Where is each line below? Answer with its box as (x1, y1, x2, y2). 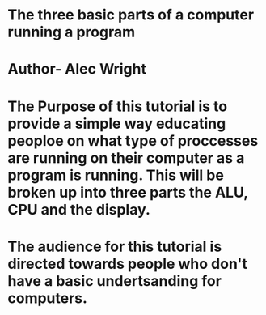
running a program (7, 23, 135, 41)
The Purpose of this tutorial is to (7, 97, 228, 115)
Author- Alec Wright (7, 60, 147, 79)
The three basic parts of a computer (7, 6, 255, 24)
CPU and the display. (7, 200, 151, 219)
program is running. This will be (7, 166, 224, 184)
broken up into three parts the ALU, (7, 183, 248, 202)
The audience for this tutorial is (7, 237, 222, 256)
